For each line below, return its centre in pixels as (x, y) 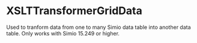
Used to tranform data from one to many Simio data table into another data (98, 27)
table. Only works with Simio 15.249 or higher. (63, 33)
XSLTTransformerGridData (74, 11)
